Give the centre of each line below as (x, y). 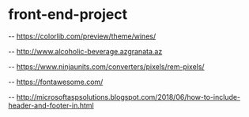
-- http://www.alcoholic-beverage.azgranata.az (85, 51)
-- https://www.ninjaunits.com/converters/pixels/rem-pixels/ (106, 66)
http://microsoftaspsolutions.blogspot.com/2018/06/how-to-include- (128, 97)
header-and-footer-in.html (51, 105)
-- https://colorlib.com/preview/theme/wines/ (82, 36)
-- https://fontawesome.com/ (56, 82)
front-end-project (68, 15)
